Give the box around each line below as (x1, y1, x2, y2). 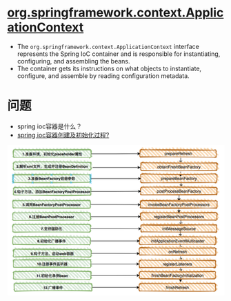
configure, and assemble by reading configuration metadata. (17, 71, 190, 80)
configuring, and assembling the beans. (17, 57, 130, 65)
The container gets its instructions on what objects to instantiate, (17, 64, 202, 72)
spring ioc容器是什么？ (17, 122, 83, 130)
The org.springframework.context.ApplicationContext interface (17, 42, 200, 50)
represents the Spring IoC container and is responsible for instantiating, (17, 50, 221, 58)
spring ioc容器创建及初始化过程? (17, 130, 110, 139)
